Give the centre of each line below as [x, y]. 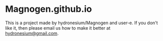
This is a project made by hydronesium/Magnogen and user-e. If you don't [81, 23]
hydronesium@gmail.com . [32, 33]
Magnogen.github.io [49, 9]
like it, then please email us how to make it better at [58, 28]
